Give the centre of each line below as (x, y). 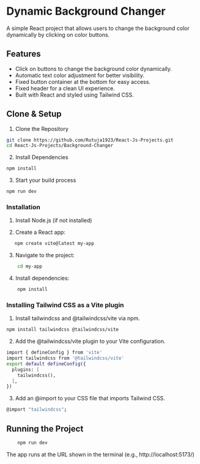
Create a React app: (40, 232)
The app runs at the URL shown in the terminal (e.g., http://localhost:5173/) (100, 454)
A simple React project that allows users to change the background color (98, 28)
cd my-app (30, 267)
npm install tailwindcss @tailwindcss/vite (63, 330)
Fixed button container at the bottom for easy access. (83, 81)
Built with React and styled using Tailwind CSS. (75, 95)
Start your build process (46, 180)
